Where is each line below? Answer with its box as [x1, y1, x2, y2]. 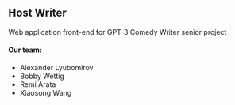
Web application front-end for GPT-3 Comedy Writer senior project [8, 27, 227, 36]
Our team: [8, 45, 42, 54]
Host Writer [8, 6, 67, 20]
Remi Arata [19, 80, 56, 89]
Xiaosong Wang [19, 88, 72, 98]
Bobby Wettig [19, 71, 65, 81]
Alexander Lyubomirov [19, 63, 94, 73]
